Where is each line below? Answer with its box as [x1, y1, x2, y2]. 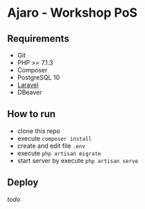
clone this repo [17, 127, 60, 135]
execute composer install [17, 134, 92, 142]
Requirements [7, 33, 69, 45]
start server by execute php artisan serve [17, 156, 139, 164]
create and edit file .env [17, 141, 85, 150]
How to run [7, 108, 56, 120]
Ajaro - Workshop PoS [7, 5, 137, 21]
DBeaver [17, 88, 43, 96]
